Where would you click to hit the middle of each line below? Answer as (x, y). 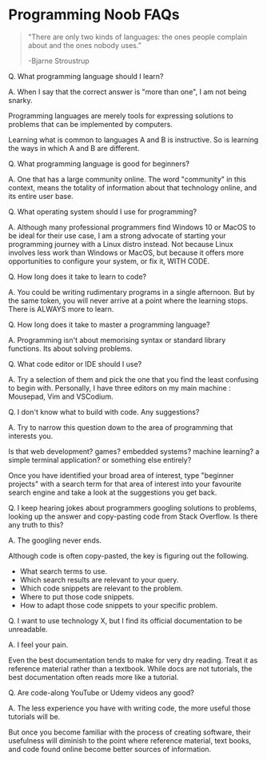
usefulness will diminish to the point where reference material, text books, (130, 740)
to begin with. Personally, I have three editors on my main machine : (120, 388)
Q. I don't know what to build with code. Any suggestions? (104, 412)
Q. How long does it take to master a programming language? (109, 324)
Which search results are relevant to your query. (99, 579)
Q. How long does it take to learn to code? (78, 277)
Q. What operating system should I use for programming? (103, 211)
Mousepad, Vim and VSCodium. (61, 396)
